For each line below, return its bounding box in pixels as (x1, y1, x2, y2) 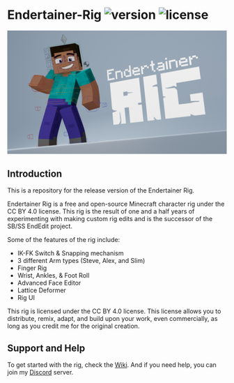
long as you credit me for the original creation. (7, 322, 140, 331)
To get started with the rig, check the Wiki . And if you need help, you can (7, 361, 217, 369)
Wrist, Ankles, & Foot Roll (17, 271, 90, 280)
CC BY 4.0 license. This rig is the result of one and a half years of (7, 207, 195, 216)
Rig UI (17, 294, 35, 302)
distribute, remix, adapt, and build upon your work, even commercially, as (7, 315, 218, 323)
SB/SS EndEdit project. (7, 222, 73, 230)
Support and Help (7, 342, 86, 354)
